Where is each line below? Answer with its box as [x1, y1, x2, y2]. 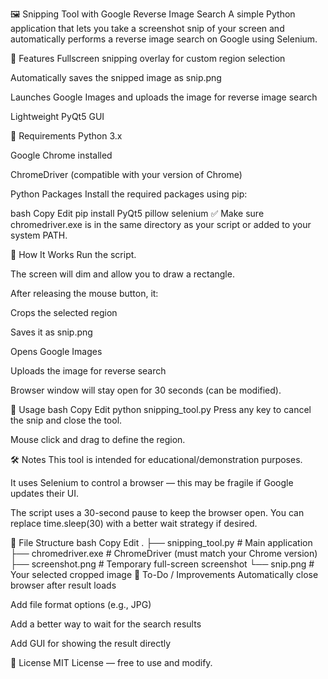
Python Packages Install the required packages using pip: [10, 188, 248, 200]
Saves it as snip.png [10, 326, 93, 338]
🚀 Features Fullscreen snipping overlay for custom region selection [10, 53, 286, 64]
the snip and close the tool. [10, 414, 123, 426]
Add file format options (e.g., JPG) [10, 599, 152, 610]
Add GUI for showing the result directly [10, 638, 172, 649]
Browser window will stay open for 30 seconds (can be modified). [10, 384, 282, 396]
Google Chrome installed [10, 149, 113, 161]
